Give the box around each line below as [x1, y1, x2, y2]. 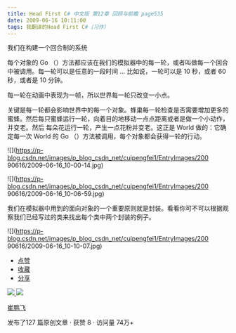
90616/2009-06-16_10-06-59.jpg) [7, 190, 105, 198]
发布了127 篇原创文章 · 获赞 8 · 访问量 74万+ [7, 318, 134, 327]
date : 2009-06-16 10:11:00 [7, 17, 86, 24]
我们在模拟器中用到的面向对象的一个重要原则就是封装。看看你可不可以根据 [7, 204, 223, 213]
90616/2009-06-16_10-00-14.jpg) [7, 161, 104, 169]
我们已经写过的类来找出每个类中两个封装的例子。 [13, 213, 155, 221]
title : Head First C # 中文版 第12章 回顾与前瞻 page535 [7, 10, 164, 18]
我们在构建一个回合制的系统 [7, 44, 88, 52]
